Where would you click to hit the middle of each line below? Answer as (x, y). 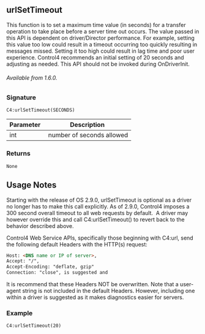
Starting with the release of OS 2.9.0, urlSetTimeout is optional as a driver (99, 200)
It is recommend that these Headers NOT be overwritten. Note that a (92, 284)
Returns (18, 154)
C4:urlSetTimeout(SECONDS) (41, 110)
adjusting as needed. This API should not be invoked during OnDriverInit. (98, 64)
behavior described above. (40, 226)
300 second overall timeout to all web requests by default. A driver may (97, 213)
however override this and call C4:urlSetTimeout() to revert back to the (95, 219)
